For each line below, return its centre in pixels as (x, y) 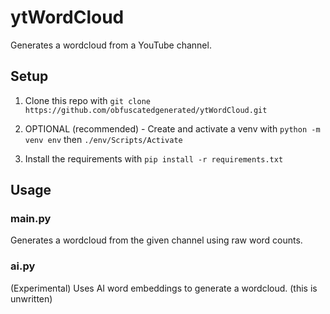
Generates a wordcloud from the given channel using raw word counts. (156, 240)
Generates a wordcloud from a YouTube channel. (111, 45)
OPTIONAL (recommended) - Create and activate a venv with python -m (172, 128)
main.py (31, 219)
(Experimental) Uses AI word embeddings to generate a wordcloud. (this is (164, 288)
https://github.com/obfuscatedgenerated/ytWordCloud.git (146, 110)
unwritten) (31, 298)
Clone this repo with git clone (87, 100)
